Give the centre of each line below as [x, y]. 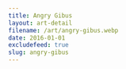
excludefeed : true [38, 45]
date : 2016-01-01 [37, 38]
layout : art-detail [40, 23]
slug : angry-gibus [38, 52]
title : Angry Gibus [40, 15]
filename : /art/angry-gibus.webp [63, 30]
